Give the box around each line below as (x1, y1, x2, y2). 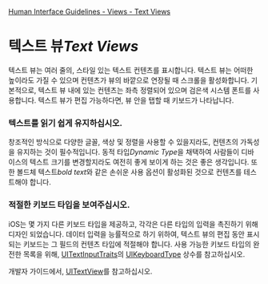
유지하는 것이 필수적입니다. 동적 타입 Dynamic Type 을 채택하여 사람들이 (16, 148, 240, 157)
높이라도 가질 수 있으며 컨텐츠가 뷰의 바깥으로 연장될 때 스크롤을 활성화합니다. (8, 75, 250, 85)
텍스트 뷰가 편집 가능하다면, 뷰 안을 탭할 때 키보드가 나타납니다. (38, 95, 234, 105)
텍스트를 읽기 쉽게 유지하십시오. (8, 117, 122, 128)
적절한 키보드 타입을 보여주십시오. (8, 200, 130, 211)
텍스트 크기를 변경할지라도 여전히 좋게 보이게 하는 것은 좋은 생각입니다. (29, 157, 250, 167)
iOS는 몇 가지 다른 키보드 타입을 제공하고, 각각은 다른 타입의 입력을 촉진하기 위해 (8, 219, 258, 229)
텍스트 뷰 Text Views (8, 38, 138, 55)
